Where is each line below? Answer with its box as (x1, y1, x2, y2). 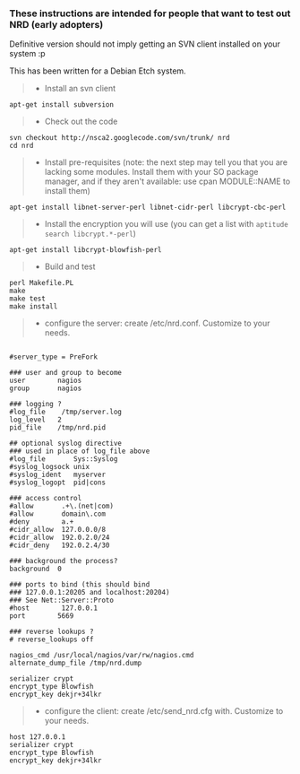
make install (9, 302, 58, 311)
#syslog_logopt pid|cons (9, 478, 106, 487)
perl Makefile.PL (9, 279, 74, 288)
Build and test (44, 261, 96, 272)
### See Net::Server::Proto (9, 596, 115, 605)
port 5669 (9, 612, 74, 621)
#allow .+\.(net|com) (9, 501, 115, 511)
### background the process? (9, 557, 118, 566)
